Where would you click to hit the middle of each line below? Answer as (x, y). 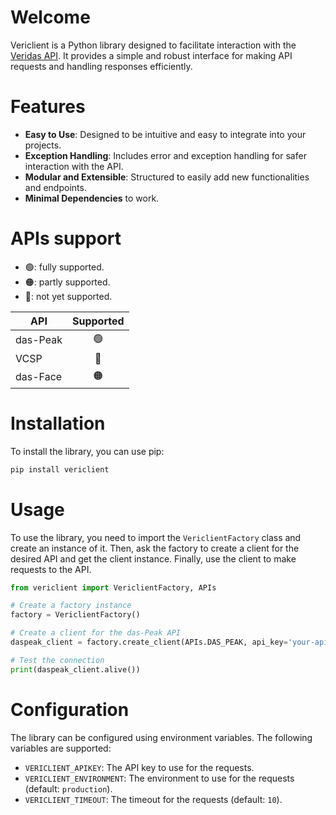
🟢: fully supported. (64, 267)
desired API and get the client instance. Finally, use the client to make (153, 558)
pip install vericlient (60, 469)
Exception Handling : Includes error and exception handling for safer (165, 155)
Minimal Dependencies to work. (92, 198)
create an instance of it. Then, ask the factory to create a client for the (155, 548)
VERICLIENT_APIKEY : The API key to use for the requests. (139, 767)
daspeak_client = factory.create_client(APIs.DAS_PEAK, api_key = (149, 642)
